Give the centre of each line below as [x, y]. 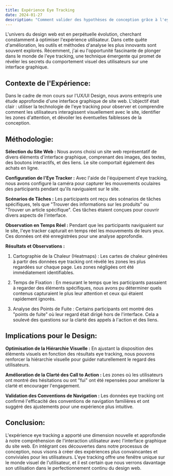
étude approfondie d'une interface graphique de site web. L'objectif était [82, 101]
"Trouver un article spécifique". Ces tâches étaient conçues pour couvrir [82, 210]
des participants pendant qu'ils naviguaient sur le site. [63, 189]
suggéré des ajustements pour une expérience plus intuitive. [70, 407]
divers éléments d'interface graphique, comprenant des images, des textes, [86, 157]
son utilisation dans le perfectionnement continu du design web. [73, 468]
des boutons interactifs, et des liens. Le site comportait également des [80, 162]
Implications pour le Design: [51, 336]
